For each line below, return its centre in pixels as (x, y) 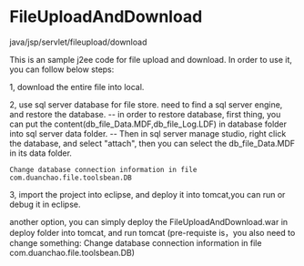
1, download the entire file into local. (77, 87)
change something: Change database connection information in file (136, 242)
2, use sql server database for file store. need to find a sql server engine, (146, 104)
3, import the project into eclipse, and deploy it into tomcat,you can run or (147, 194)
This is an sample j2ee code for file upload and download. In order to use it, (151, 59)
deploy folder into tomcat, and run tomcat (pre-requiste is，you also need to (152, 232)
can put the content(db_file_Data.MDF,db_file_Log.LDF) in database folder (148, 124)
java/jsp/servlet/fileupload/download (78, 42)
